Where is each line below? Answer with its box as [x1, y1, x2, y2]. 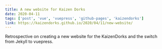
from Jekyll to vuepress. [5, 39, 53, 45]
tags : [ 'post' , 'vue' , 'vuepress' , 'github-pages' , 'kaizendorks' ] [5, 16, 144, 21]
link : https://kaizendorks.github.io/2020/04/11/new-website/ [5, 20, 133, 25]
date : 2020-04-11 [5, 12, 40, 16]
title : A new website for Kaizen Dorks [5, 7, 86, 12]
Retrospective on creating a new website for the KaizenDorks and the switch [5, 34, 158, 39]
